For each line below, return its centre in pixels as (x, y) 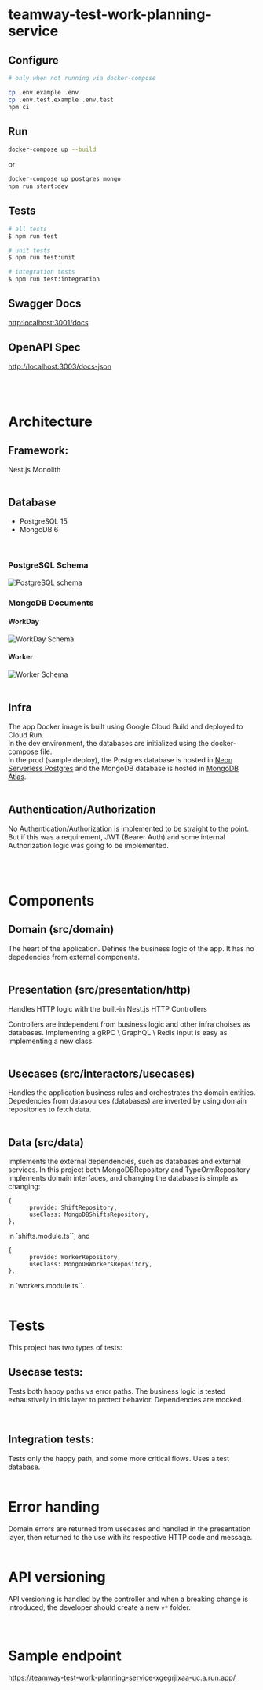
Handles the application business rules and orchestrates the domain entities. (132, 1093)
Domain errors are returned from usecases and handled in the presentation (130, 1528)
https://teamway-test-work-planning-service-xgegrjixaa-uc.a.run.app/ (122, 1677)
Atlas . (17, 777)
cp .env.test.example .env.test (61, 100)
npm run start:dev (38, 186)
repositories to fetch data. (50, 1109)
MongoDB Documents (51, 603)
